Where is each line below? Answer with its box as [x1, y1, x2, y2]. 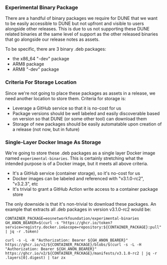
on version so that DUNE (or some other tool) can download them [12, 116, 147, 122]
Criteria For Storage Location [5, 79, 77, 86]
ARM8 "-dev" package [12, 66, 59, 72]
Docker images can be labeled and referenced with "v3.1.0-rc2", [12, 175, 145, 181]
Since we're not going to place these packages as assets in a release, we [5, 90, 156, 96]
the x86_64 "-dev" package [12, 56, 70, 62]
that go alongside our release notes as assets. [5, 36, 100, 42]
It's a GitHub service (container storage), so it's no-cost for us [12, 170, 141, 176]
